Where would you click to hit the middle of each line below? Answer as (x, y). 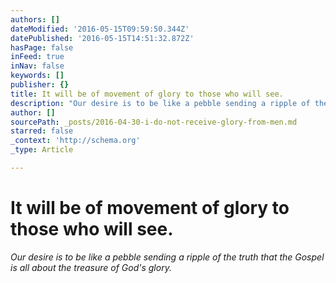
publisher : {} (40, 85)
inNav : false (37, 66)
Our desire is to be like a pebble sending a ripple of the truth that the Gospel (167, 257)
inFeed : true (37, 57)
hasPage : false (42, 47)
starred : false (42, 131)
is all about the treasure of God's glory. (91, 267)
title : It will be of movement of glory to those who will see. (147, 94)
